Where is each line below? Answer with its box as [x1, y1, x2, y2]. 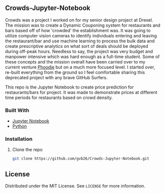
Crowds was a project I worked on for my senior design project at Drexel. [5, 17, 154, 23]
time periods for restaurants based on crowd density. [5, 95, 113, 100]
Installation [5, 135, 33, 142]
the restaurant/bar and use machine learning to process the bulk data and [5, 38, 155, 44]
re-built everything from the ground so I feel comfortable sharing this [5, 69, 145, 75]
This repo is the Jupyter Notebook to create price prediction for [5, 84, 134, 90]
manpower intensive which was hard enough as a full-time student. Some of [5, 54, 160, 60]
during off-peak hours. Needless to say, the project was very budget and [5, 48, 153, 54]
